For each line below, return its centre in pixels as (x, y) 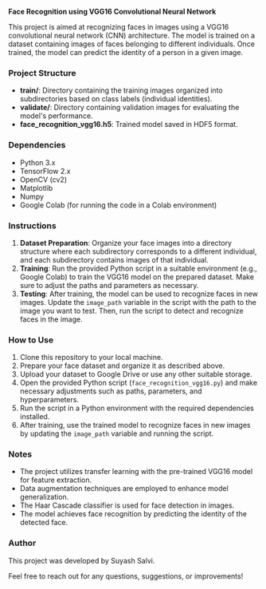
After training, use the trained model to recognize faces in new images (135, 425)
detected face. (44, 523)
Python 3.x (37, 162)
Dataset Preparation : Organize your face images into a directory (126, 243)
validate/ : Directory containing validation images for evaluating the (129, 108)
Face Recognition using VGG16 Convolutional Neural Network (112, 12)
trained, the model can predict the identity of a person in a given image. (126, 52)
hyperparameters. (49, 400)
